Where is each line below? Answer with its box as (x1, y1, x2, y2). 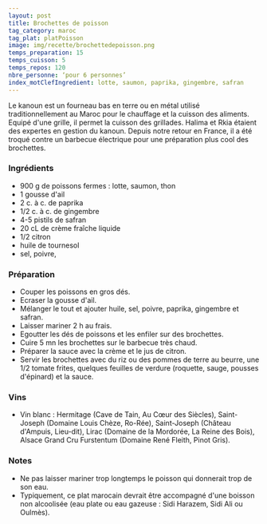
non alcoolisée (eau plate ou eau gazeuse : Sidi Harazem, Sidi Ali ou (19, 498, 243, 508)
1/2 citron (19, 232, 51, 241)
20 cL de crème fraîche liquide (19, 223, 121, 232)
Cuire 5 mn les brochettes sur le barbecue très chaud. (19, 338, 198, 347)
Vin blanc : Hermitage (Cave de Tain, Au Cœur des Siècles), (19, 410, 217, 419)
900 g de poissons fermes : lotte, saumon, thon (19, 181, 176, 190)
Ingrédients (8, 163, 54, 174)
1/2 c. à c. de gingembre (19, 206, 100, 216)
